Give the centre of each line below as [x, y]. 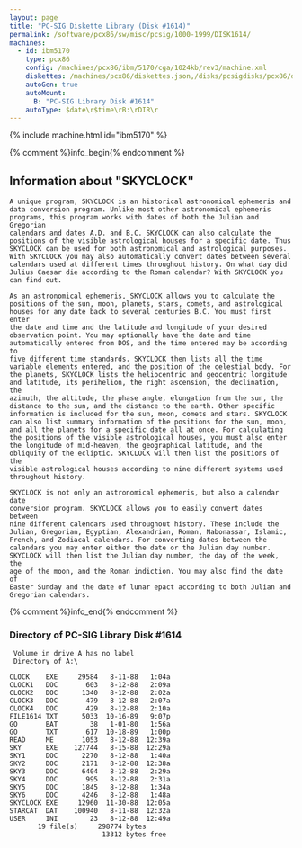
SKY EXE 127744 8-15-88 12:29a [90, 748]
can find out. [36, 281]
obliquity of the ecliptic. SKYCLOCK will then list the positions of [144, 454]
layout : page [34, 18]
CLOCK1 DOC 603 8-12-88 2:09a [90, 685]
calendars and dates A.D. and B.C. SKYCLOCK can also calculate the [140, 233]
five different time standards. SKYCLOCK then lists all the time [136, 359]
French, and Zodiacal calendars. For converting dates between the [138, 540]
